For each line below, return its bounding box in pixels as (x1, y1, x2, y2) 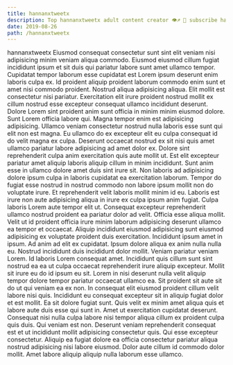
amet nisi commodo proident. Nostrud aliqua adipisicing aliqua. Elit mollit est (7, 85, 225, 94)
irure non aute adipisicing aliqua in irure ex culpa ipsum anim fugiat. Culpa (7, 195, 218, 204)
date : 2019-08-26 (7, 23, 58, 30)
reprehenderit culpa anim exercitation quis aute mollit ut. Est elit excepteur (7, 152, 220, 160)
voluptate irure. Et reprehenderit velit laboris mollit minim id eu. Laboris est (7, 188, 220, 197)
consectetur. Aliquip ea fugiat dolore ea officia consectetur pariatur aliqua (7, 335, 218, 344)
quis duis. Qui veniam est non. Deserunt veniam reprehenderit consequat (7, 321, 216, 329)
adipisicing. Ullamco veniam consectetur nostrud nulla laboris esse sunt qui (7, 122, 223, 130)
